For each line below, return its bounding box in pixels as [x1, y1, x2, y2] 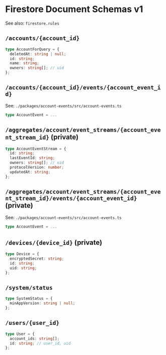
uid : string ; [10, 265, 37, 271]
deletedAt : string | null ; [10, 51, 66, 56]
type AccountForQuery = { [5, 47, 59, 52]
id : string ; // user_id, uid [10, 340, 71, 346]
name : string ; [10, 61, 39, 66]
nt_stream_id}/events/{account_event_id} [5, 195, 137, 202]
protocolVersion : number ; [10, 165, 64, 170]
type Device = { [5, 252, 39, 257]
